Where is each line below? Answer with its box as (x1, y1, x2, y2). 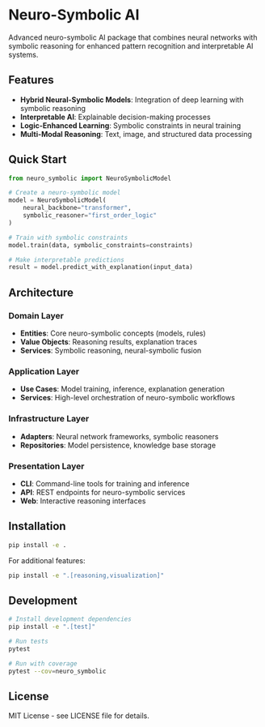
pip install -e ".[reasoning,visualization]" (8, 571, 164, 579)
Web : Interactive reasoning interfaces (19, 496, 146, 506)
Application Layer (8, 366, 79, 377)
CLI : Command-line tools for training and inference (19, 478, 190, 488)
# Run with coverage (8, 659, 78, 668)
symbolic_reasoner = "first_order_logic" (23, 212, 158, 220)
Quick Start (8, 152, 67, 167)
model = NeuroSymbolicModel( (8, 196, 107, 204)
